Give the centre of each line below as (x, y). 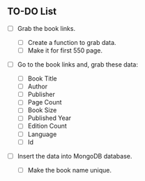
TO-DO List (32, 12)
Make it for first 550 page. (65, 50)
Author (38, 86)
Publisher (41, 95)
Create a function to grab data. (72, 42)
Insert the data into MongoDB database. (75, 156)
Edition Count (47, 126)
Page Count (45, 102)
